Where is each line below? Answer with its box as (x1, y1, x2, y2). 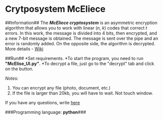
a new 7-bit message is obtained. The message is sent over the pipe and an (5, 35, 159, 41)
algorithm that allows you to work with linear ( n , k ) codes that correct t (5, 25, 147, 30)
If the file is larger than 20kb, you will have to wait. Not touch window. (12, 90, 153, 96)
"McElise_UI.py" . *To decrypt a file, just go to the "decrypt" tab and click (5, 60, 155, 66)
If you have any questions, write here (5, 99, 80, 105)
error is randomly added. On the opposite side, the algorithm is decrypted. (5, 40, 156, 46)
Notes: (5, 75, 19, 81)
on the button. (5, 65, 34, 72)
